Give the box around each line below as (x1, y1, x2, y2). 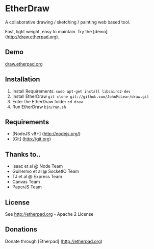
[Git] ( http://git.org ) (12, 136, 51, 142)
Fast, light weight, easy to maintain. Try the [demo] (5, 28, 108, 34)
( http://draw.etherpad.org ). (5, 34, 60, 40)
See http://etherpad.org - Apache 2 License (5, 211, 94, 217)
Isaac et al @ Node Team (12, 163, 63, 169)
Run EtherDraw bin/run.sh (12, 104, 66, 110)
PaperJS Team (12, 184, 42, 190)
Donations (5, 226, 38, 234)
